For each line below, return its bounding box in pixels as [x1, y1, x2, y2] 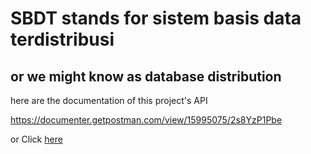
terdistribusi [10, 28, 115, 51]
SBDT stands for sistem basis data [10, 7, 302, 30]
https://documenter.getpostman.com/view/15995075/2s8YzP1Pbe [10, 114, 283, 126]
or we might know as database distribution [10, 68, 282, 85]
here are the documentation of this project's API [10, 95, 208, 106]
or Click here [10, 133, 63, 145]
